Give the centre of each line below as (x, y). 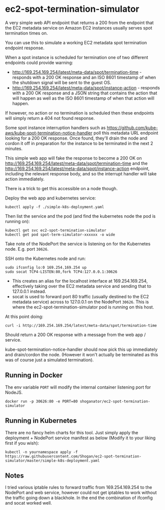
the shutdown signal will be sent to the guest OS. (62, 83)
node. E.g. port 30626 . (27, 249)
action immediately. (25, 179)
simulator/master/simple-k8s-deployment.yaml (52, 460)
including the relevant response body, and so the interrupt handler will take (81, 173)
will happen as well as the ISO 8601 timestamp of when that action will (83, 98)
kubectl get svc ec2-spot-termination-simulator (56, 230)
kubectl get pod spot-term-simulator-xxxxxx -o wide (60, 234)
